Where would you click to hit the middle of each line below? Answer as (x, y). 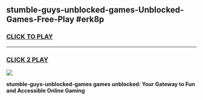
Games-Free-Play (40, 20)
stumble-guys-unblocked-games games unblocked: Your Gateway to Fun (101, 84)
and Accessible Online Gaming (46, 90)
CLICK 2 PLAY (27, 59)
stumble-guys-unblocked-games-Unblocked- (95, 10)
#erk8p (90, 20)
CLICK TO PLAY (30, 37)
